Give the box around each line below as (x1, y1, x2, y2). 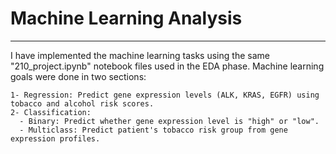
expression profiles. (10, 133, 101, 144)
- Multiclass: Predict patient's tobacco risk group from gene (19, 125, 288, 135)
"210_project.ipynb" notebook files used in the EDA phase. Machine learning (10, 60, 325, 72)
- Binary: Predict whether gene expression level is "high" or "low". (19, 116, 320, 126)
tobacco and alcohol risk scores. (10, 98, 155, 109)
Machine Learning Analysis (10, 7, 243, 30)
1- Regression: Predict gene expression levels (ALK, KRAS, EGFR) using (10, 90, 320, 100)
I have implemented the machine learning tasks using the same (10, 49, 270, 61)
